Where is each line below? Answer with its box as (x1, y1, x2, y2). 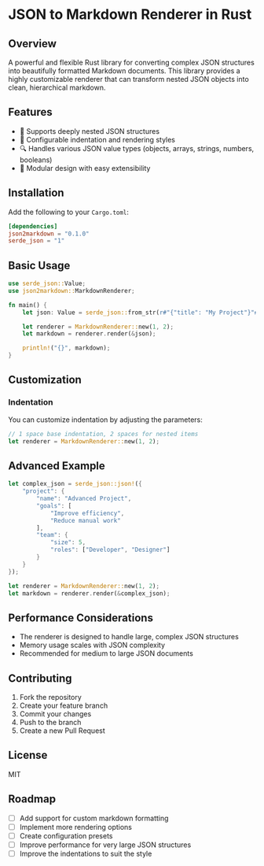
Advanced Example (8, 459, 106, 472)
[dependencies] (8, 222, 58, 230)
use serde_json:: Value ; (8, 279, 86, 288)
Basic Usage (8, 258, 71, 272)
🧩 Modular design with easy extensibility (19, 163, 151, 172)
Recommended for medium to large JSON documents (19, 649, 194, 658)
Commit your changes (19, 709, 92, 719)
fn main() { (8, 301, 47, 309)
